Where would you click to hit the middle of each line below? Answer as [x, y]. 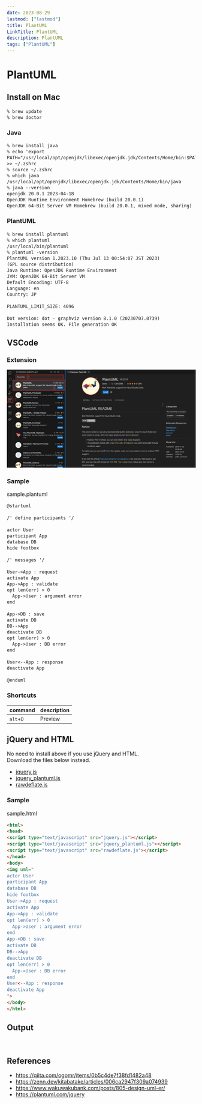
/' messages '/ [26, 560]
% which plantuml [28, 240]
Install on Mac [34, 97]
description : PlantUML [35, 38]
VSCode [22, 343]
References [29, 1061]
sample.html [22, 813]
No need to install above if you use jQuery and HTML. [73, 754]
